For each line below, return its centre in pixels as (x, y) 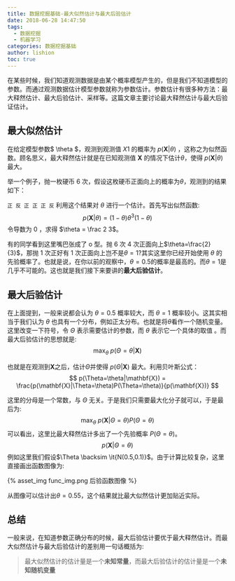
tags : (15, 27)
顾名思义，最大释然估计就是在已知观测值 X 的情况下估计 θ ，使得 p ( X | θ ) (121, 158)
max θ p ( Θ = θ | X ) (117, 351)
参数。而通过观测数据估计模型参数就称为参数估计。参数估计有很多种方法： (114, 89)
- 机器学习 (27, 40)
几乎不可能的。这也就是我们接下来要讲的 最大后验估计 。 (87, 271)
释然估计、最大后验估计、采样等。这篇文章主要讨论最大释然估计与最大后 (117, 97)
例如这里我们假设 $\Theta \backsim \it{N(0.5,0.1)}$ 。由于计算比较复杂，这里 (116, 457)
